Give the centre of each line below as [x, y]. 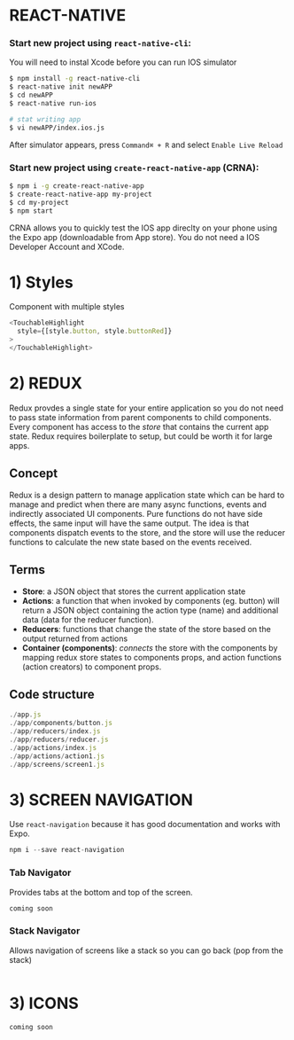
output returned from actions [75, 638]
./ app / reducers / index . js [55, 731]
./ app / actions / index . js [53, 747]
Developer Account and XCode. [67, 246]
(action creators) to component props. [92, 667]
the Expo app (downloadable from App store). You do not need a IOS [134, 237]
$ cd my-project [39, 202]
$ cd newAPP [31, 95]
